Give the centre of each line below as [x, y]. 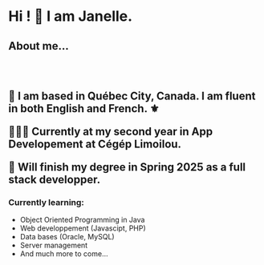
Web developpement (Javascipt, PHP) [83, 228]
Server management [54, 245]
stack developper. [55, 179]
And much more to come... [64, 254]
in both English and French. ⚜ [84, 108]
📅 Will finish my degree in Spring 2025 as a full [127, 167]
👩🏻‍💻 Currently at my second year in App [111, 131]
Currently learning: [46, 202]
